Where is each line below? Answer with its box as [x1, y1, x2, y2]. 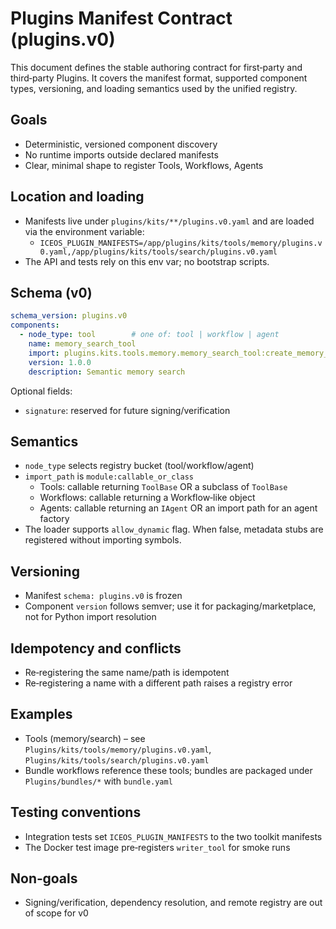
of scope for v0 [24, 907, 89, 919]
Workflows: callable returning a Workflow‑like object [39, 492, 256, 504]
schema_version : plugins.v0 [10, 311, 128, 321]
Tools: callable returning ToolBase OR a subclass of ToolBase [39, 481, 288, 493]
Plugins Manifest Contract [10, 7, 233, 30]
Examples [10, 706, 73, 723]
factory [39, 513, 70, 525]
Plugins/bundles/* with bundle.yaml [24, 775, 173, 787]
